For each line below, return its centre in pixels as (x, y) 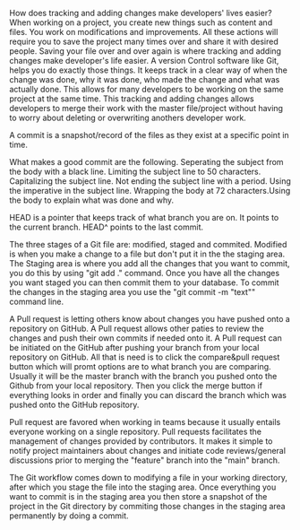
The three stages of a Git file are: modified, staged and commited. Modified (148, 244)
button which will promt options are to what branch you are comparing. (140, 366)
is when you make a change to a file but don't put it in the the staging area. (147, 254)
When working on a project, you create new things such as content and (141, 22)
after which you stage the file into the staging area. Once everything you (143, 487)
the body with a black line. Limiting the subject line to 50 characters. (135, 171)
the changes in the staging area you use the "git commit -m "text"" (133, 292)
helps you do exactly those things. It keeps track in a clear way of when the (149, 70)
